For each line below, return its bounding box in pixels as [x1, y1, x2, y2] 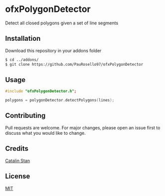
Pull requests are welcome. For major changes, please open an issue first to [5, 124, 161, 130]
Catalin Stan [5, 158, 30, 164]
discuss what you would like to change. [5, 130, 86, 136]
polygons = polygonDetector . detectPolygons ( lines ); [5, 98, 114, 103]
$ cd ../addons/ [5, 57, 39, 62]
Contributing [5, 111, 46, 120]
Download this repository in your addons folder [5, 47, 102, 53]
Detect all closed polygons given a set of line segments [5, 20, 118, 26]
